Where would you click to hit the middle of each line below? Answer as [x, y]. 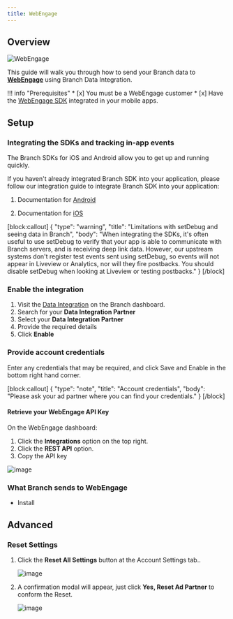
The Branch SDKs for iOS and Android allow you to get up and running [108, 158]
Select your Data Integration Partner [70, 319]
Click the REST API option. [55, 449]
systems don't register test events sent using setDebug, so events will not [113, 256]
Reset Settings [32, 544]
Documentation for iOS [50, 213]
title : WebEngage [32, 14]
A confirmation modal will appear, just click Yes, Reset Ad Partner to [116, 587]
